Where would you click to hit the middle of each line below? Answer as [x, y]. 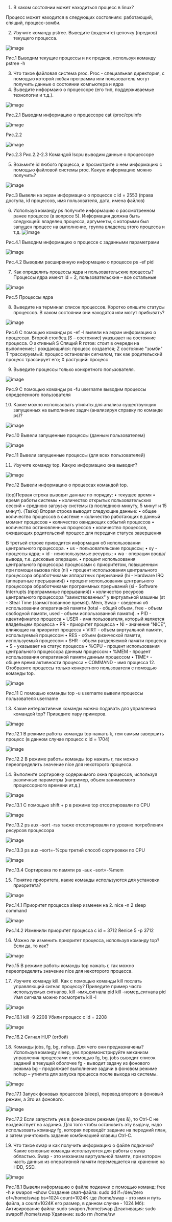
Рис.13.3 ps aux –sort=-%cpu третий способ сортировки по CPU [75, 850]
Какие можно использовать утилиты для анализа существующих [85, 405]
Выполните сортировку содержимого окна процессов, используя [85, 774]
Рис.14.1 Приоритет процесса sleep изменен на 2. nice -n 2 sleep [76, 905]
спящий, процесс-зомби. [33, 23]
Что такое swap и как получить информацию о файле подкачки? [84, 1145]
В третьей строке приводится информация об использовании [73, 543]
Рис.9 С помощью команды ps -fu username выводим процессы [76, 389]
